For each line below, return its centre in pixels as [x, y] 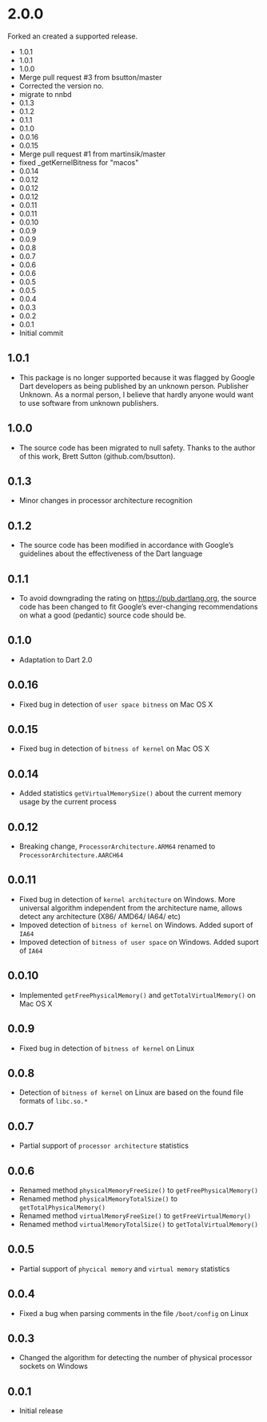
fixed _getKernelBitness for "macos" [79, 162]
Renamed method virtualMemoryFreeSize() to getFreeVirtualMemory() [135, 1215]
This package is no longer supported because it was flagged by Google [137, 377]
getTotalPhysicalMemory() [62, 1208]
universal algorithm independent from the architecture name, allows [131, 908]
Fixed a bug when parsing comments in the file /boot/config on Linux [133, 1313]
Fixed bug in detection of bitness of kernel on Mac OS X [114, 749]
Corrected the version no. [62, 86]
